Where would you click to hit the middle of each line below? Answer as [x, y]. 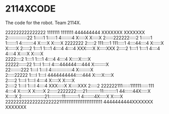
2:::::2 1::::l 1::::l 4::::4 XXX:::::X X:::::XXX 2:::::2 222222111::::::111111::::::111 [80, 85]
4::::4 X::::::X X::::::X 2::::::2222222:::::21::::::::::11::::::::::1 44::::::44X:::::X [78, 91]
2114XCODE [31, 9]
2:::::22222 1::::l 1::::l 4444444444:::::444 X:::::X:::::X [60, 75]
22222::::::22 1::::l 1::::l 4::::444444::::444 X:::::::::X [57, 64]
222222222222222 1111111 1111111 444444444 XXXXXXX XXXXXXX [75, 32]
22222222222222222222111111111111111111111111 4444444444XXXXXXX [79, 101]
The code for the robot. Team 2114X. [43, 23]
